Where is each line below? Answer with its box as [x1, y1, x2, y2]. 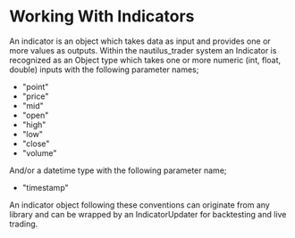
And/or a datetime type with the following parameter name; [9, 165, 227, 176]
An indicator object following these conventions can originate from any [9, 199, 270, 210]
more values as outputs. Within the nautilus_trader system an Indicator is [9, 45, 277, 55]
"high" [21, 119, 46, 130]
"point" [21, 81, 49, 92]
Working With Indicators [9, 6, 195, 27]
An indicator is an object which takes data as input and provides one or [9, 36, 271, 46]
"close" [21, 138, 50, 149]
